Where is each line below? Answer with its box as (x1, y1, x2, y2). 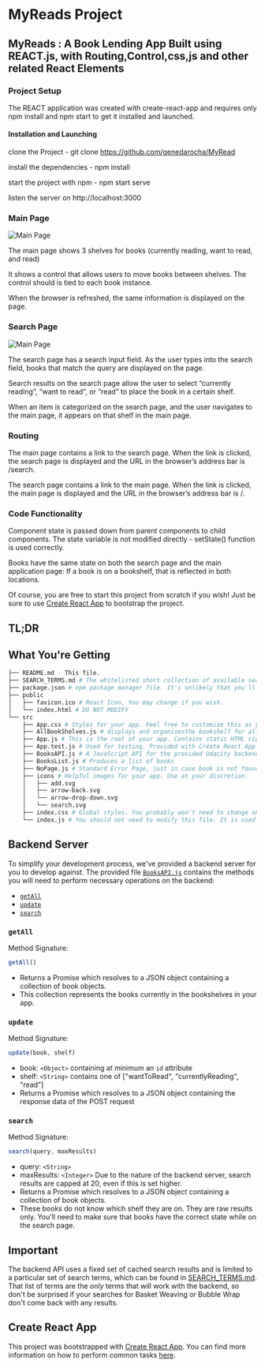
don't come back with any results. (8, 1298, 118, 1307)
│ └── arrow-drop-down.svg (22, 794, 118, 802)
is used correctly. (8, 543, 65, 552)
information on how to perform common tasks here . (8, 1350, 176, 1359)
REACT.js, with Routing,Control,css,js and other (8, 49, 248, 62)
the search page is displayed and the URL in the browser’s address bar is (8, 456, 246, 466)
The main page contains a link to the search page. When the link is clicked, (8, 448, 252, 457)
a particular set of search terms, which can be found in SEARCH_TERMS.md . (8, 1272, 258, 1282)
